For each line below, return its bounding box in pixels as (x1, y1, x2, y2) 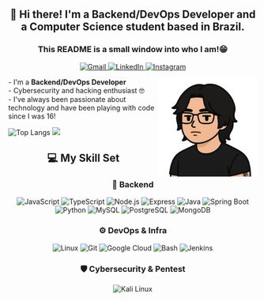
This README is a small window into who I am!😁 (38, 44, 228, 55)
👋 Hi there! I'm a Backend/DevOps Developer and (9, 8, 256, 21)
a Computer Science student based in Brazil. (21, 21, 245, 34)
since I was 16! (8, 111, 56, 121)
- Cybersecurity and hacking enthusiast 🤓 (8, 85, 145, 95)
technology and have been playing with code (8, 103, 155, 112)
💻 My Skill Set (47, 152, 120, 165)
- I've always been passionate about (8, 94, 126, 103)
